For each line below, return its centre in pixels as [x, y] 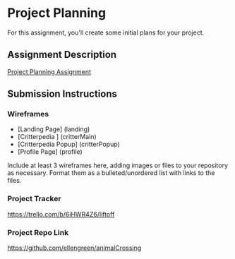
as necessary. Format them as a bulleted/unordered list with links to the [111, 173]
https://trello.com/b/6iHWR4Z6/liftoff [61, 214]
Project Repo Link [38, 232]
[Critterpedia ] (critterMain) [57, 137]
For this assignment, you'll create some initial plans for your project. [106, 32]
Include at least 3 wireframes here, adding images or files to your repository [117, 165]
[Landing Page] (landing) [54, 129]
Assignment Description [62, 55]
